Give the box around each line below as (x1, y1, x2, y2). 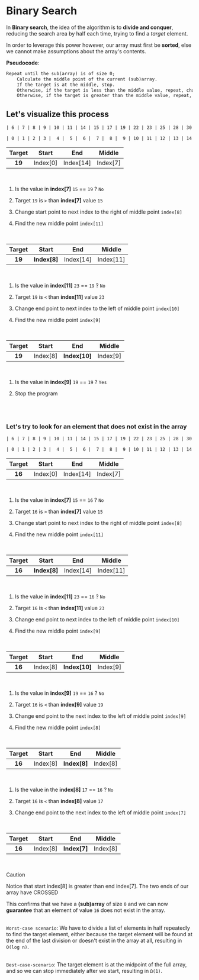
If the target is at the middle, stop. (17, 82, 115, 88)
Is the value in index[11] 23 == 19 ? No (14, 282, 105, 289)
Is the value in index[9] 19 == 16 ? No (14, 689, 105, 697)
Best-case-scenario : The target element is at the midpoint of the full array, (6, 960, 187, 968)
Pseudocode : (6, 59, 40, 66)
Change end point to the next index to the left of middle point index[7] (14, 809, 187, 816)
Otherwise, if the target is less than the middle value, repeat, (17, 87, 184, 93)
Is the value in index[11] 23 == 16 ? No (14, 593, 105, 600)
